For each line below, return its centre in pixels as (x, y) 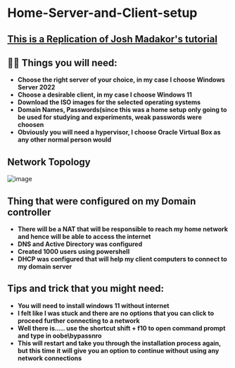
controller (29, 212)
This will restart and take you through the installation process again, (119, 343)
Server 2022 (36, 87)
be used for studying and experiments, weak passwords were (109, 117)
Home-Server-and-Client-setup (102, 13)
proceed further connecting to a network (78, 320)
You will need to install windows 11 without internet (93, 305)
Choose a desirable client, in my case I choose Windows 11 (104, 95)
